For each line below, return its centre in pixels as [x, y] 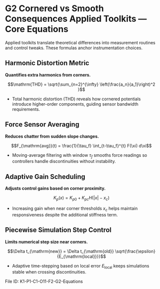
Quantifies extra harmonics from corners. [48, 75]
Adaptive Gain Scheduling [45, 176]
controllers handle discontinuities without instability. [64, 162]
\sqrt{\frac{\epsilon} [135, 251]
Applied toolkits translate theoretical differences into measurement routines [80, 42]
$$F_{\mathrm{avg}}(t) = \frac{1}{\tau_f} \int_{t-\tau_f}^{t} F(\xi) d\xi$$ [81, 145]
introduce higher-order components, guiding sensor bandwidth [75, 104]
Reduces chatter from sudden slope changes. [52, 136]
